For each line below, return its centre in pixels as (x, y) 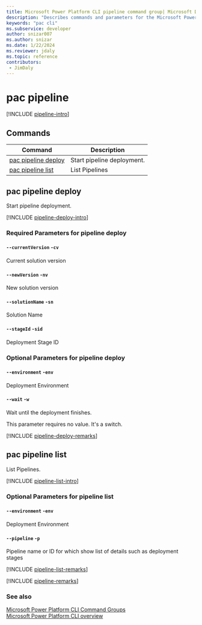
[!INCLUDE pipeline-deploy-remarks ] (52, 436)
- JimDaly (21, 68)
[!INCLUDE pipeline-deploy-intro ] (47, 217)
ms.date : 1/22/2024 (31, 46)
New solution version (32, 288)
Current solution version (36, 261)
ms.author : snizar (29, 40)
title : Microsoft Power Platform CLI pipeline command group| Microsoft (99, 12)
